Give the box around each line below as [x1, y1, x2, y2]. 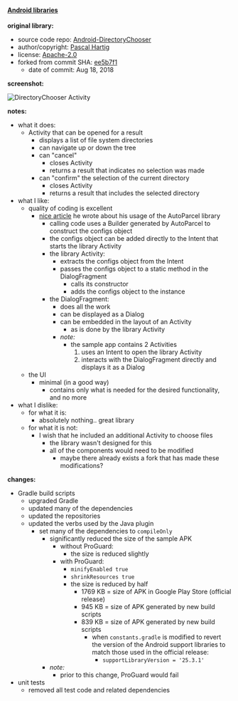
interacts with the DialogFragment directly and [81, 355, 217, 364]
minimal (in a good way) [38, 378, 109, 387]
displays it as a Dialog [81, 363, 146, 372]
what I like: [17, 197, 50, 205]
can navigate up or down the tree [38, 143, 136, 152]
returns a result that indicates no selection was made [49, 166, 205, 175]
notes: [7, 107, 27, 115]
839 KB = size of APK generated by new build [81, 618, 215, 626]
